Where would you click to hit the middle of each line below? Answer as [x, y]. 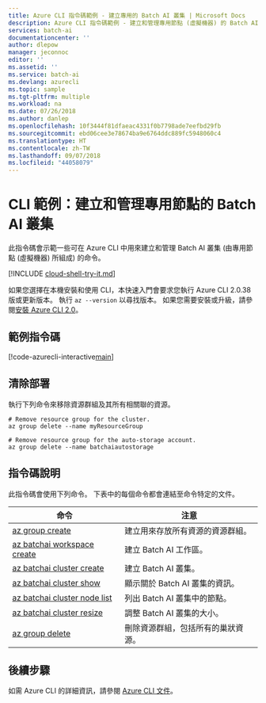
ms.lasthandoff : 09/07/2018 [55, 155]
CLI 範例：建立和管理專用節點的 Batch [132, 205]
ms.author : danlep [38, 119]
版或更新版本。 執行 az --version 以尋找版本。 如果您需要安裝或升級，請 [127, 300]
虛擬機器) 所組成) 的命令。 [62, 258]
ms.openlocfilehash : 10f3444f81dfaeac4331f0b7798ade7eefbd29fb [115, 126]
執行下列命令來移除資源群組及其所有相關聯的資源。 [91, 404]
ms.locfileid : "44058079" [51, 163]
